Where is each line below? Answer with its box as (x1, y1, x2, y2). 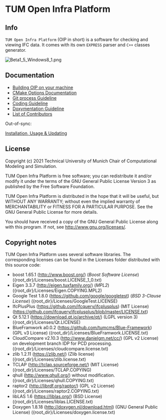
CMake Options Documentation (12, 90, 77, 96)
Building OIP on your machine (12, 84, 74, 90)
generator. (5, 47, 26, 53)
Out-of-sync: (5, 121, 32, 127)
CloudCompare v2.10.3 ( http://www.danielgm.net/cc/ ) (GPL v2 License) (12, 335, 159, 341)
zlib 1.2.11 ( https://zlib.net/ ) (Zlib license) (12, 351, 95, 357)
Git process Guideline (12, 95, 57, 101)
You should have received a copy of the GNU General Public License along (5, 218, 158, 225)
